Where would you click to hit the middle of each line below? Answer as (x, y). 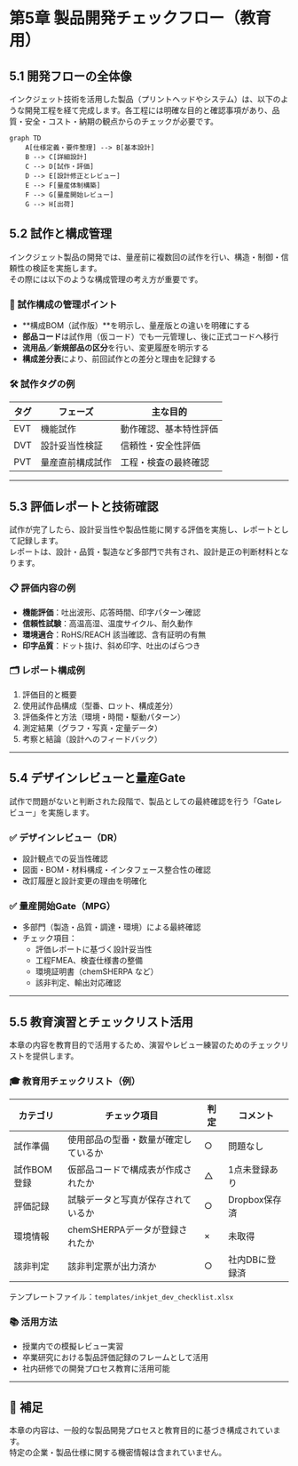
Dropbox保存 (255, 1200)
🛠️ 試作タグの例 (42, 384)
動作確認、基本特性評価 (169, 430)
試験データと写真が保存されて (130, 1200)
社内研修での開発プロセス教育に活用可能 (96, 1368)
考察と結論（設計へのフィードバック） (92, 738)
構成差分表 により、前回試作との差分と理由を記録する (119, 359)
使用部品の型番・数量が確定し (130, 1140)
